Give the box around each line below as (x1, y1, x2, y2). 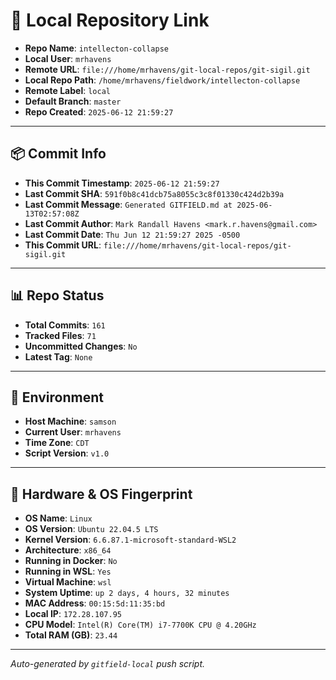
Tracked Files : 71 (24, 329, 97, 341)
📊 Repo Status (10, 287, 105, 304)
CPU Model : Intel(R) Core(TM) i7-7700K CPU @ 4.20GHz (24, 619, 257, 631)
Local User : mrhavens (24, 52, 112, 64)
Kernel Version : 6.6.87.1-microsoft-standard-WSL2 (24, 534, 237, 546)
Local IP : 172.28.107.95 (24, 608, 122, 620)
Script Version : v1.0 (24, 447, 110, 459)
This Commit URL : (24, 239, 102, 251)
